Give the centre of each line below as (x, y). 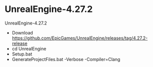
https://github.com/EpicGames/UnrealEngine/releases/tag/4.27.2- (80, 38)
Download (22, 32)
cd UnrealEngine (29, 48)
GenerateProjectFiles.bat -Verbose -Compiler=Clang (66, 59)
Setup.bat (22, 54)
